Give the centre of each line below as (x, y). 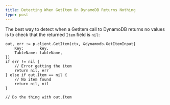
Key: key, (32, 48)
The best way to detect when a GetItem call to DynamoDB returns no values (85, 29)
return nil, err (32, 71)
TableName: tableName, (39, 53)
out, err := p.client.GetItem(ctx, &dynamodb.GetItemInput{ (71, 44)
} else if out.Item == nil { (36, 75)
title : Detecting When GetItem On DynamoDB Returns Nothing (71, 10)
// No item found (33, 79)
